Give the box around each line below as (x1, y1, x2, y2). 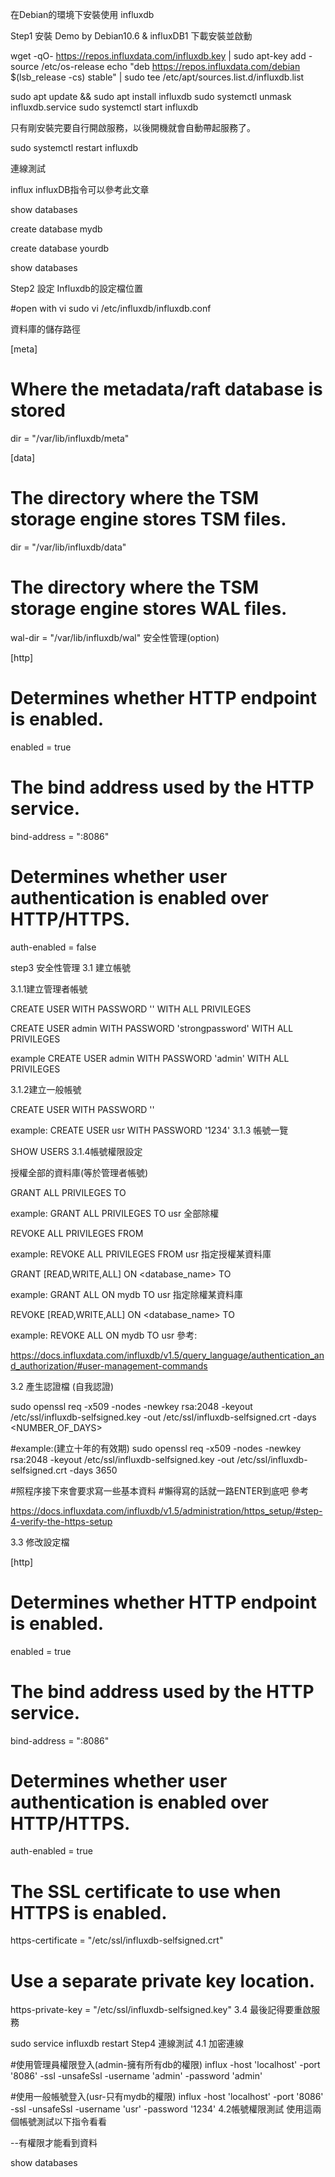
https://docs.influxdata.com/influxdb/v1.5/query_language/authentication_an (10, 1349, 325, 1361)
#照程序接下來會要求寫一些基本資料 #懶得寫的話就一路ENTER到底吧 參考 (10, 1484, 310, 1497)
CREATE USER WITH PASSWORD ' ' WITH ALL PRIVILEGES (10, 1003, 252, 1015)
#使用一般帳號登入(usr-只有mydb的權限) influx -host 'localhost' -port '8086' (10, 2091, 324, 2103)
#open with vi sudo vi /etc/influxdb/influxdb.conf (10, 303, 212, 314)
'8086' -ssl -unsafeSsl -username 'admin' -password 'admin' (10, 2070, 263, 2082)
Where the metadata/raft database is (10, 378, 323, 401)
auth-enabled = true (10, 1845, 93, 1857)
